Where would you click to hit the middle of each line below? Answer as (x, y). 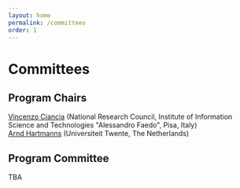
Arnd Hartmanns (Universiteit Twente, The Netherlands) (99, 134)
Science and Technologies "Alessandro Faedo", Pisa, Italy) (103, 125)
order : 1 (22, 30)
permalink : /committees (47, 23)
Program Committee (59, 158)
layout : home (30, 15)
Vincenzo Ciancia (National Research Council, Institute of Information (120, 117)
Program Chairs (48, 98)
